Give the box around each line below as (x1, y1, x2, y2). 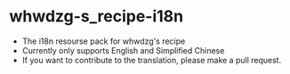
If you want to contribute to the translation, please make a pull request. (21, 54, 282, 65)
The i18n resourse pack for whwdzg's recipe (21, 36, 186, 46)
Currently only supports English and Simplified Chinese (21, 45, 225, 55)
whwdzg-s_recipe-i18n (9, 6, 184, 27)
